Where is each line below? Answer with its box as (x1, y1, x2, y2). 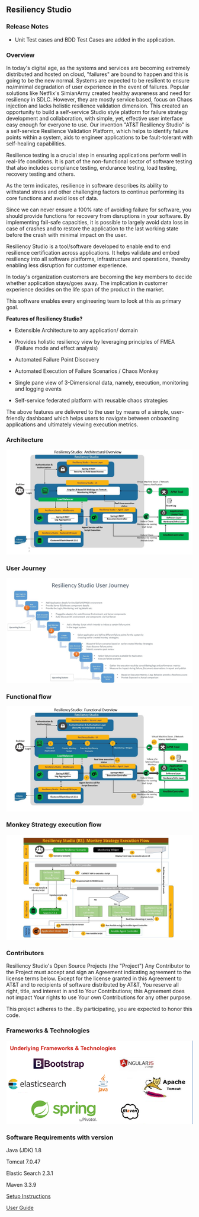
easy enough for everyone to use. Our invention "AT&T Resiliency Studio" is (6, 121, 190, 128)
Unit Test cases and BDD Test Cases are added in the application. (14, 36, 175, 43)
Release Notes (6, 23, 49, 31)
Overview (6, 50, 35, 59)
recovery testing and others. (6, 170, 75, 178)
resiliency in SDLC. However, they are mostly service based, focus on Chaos (6, 96, 192, 103)
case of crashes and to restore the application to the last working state (6, 225, 179, 232)
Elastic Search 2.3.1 (6, 1170, 53, 1177)
